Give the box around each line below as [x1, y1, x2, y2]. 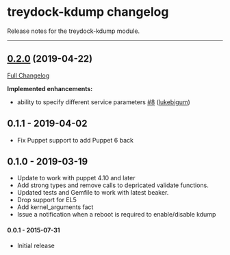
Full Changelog [7, 71, 50, 80]
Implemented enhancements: [7, 84, 93, 93]
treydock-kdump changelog [7, 4, 169, 20]
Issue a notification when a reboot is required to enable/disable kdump [16, 210, 216, 219]
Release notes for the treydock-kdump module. [7, 27, 140, 35]
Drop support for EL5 [16, 196, 77, 204]
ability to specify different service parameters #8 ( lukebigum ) [16, 97, 190, 106]
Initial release [16, 241, 55, 250]
